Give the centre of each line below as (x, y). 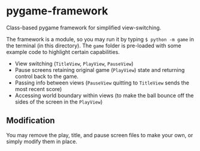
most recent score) (38, 89)
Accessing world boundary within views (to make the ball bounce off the (104, 95)
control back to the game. (47, 76)
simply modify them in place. (42, 141)
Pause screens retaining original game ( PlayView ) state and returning (100, 70)
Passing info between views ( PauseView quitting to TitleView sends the (102, 83)
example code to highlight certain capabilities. (63, 52)
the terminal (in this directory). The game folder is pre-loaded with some (94, 46)
